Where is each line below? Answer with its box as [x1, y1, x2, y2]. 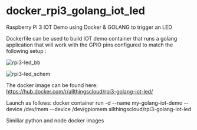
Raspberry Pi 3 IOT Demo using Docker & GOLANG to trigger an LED [6, 24, 172, 31]
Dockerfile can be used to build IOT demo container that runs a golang [6, 35, 178, 42]
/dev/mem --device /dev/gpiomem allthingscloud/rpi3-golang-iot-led [23, 105, 192, 112]
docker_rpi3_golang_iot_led [6, 4, 146, 18]
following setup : [6, 47, 47, 54]
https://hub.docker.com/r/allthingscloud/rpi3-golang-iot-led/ [6, 88, 153, 95]
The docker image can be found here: [6, 81, 98, 89]
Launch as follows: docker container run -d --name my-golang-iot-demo [6, 99, 183, 106]
